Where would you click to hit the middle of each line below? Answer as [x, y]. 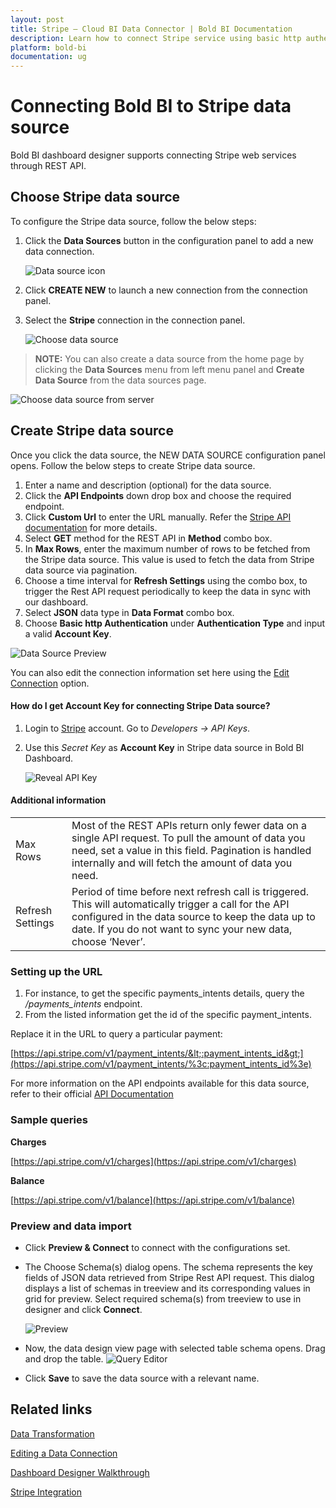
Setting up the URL [56, 972]
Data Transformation [52, 1433]
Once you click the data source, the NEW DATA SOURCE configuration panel [168, 455]
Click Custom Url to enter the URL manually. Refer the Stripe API [158, 517]
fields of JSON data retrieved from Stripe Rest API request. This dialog [169, 1277]
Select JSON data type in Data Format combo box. [129, 612]
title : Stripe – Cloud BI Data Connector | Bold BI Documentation [151, 29]
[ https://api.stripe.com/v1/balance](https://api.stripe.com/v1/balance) [153, 1200]
